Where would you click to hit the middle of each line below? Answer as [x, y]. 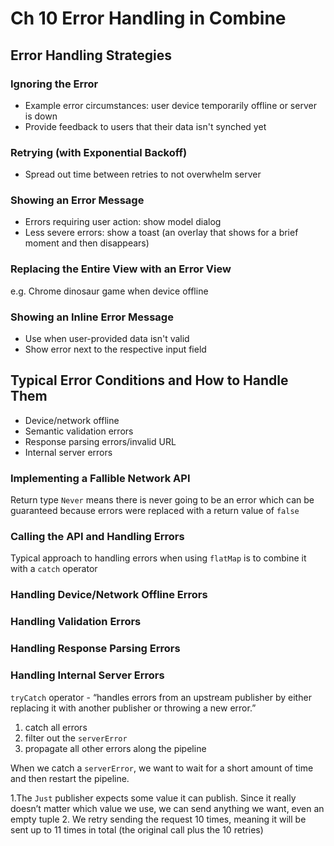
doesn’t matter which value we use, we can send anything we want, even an [167, 808]
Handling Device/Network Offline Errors [109, 595]
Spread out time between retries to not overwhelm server [143, 174]
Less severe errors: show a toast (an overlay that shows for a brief [161, 233]
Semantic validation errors [79, 431]
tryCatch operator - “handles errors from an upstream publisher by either [161, 697]
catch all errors [56, 727]
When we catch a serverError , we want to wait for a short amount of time [162, 768]
